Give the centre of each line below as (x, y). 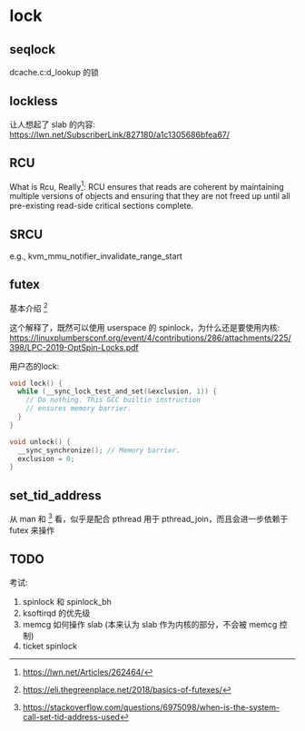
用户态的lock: (34, 366)
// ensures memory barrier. (79, 409)
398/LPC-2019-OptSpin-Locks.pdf (74, 347)
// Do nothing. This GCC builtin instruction (113, 400)
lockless (34, 101)
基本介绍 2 (29, 307)
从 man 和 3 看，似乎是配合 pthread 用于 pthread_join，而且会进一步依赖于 (149, 518)
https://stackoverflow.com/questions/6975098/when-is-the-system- (151, 707)
